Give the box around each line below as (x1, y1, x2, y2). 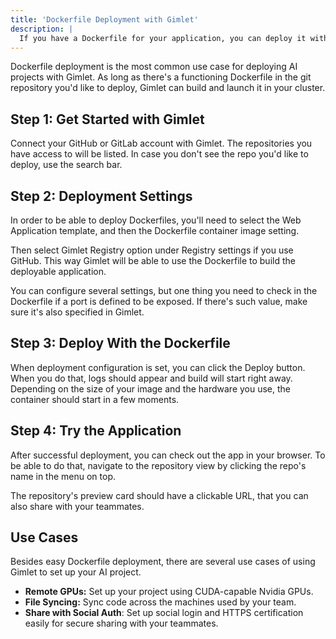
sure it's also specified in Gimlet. (10, 306, 145, 318)
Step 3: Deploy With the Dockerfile (10, 335, 231, 352)
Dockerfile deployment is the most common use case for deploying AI (10, 61, 298, 73)
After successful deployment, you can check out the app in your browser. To (10, 449, 326, 461)
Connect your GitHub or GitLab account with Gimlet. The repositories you (10, 137, 313, 150)
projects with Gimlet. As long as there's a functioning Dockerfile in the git (10, 71, 312, 83)
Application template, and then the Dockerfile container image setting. (10, 225, 300, 236)
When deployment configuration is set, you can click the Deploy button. (10, 361, 306, 373)
